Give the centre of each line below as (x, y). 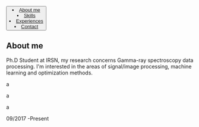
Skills (29, 15)
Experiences (29, 21)
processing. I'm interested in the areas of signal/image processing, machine (99, 66)
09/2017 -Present (28, 118)
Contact (30, 27)
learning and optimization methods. (50, 73)
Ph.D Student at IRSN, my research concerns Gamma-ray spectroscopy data (100, 60)
